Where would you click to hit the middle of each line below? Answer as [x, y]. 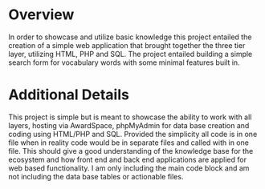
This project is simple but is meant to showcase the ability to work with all [130, 117]
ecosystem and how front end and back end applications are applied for [128, 159]
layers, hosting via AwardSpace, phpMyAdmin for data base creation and [129, 125]
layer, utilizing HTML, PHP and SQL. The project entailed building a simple [130, 54]
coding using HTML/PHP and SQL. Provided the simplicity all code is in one [133, 134]
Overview [41, 15]
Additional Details [69, 95]
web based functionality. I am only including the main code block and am [129, 168]
